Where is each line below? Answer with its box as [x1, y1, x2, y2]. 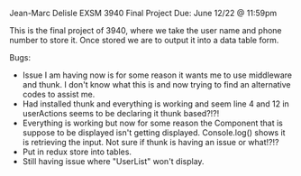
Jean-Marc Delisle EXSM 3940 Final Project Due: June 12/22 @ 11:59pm [9, 8, 278, 18]
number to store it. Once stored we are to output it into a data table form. [9, 35, 279, 45]
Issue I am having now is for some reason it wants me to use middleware [22, 69, 293, 80]
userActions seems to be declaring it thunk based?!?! [22, 108, 220, 118]
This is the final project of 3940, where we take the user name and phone [9, 25, 282, 35]
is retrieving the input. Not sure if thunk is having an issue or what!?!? [22, 137, 279, 147]
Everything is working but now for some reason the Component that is [22, 117, 284, 128]
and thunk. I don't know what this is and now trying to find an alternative [22, 79, 291, 89]
